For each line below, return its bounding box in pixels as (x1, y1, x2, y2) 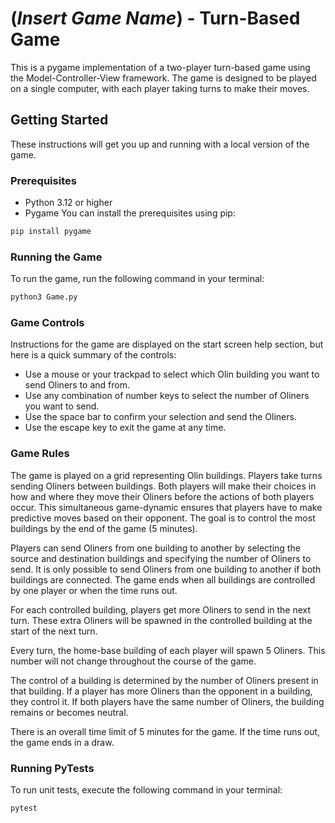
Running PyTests (10, 761, 95, 775)
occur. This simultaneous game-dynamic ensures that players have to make (10, 501, 323, 513)
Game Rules (10, 447, 70, 461)
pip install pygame (10, 227, 92, 237)
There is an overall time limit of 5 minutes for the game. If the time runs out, (10, 725, 321, 737)
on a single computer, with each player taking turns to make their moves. (10, 82, 310, 94)
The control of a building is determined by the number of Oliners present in (10, 674, 319, 686)
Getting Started (10, 112, 109, 129)
